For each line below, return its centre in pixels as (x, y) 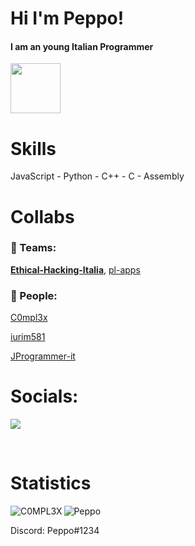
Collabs (42, 216)
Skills (33, 148)
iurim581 (28, 337)
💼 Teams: (33, 248)
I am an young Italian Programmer (82, 46)
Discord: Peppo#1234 (55, 530)
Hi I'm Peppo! (67, 18)
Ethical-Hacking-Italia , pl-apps (75, 269)
